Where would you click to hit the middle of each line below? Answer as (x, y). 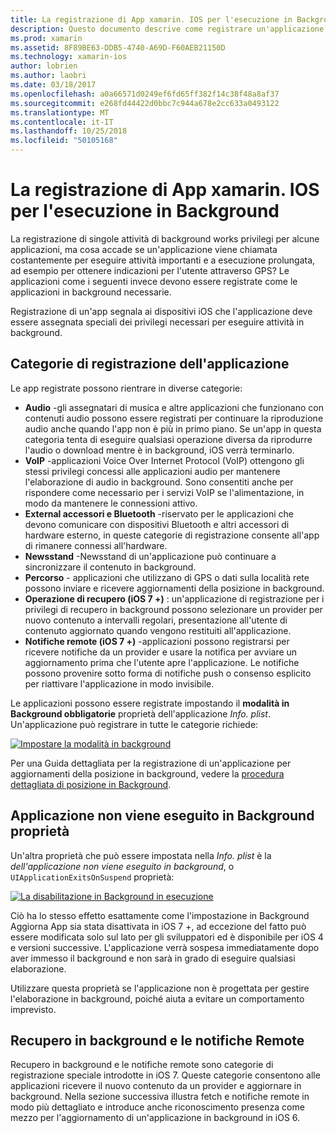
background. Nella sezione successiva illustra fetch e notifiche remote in (160, 1097)
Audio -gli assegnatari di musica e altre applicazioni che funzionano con (174, 407)
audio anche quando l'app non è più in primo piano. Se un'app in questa (173, 428)
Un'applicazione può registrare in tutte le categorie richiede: (134, 724)
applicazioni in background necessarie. (91, 292)
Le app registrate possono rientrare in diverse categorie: (126, 388)
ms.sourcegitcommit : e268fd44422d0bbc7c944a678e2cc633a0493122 (145, 103)
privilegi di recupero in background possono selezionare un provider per (173, 609)
